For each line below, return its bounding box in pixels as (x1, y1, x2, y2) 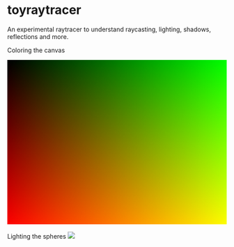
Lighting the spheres (7, 232, 66, 240)
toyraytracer (7, 2, 81, 18)
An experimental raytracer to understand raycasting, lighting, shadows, (7, 25, 211, 33)
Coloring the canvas (7, 46, 65, 54)
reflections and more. (7, 32, 69, 40)
